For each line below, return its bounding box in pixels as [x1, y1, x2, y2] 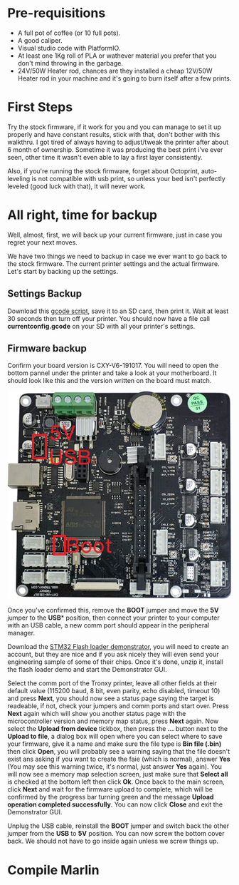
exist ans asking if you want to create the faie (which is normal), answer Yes [7, 754, 230, 764]
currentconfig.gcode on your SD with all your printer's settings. [7, 322, 196, 330]
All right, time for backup [7, 207, 158, 223]
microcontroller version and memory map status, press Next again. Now [7, 717, 219, 725]
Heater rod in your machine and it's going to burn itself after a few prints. [17, 73, 232, 83]
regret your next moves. [7, 237, 78, 247]
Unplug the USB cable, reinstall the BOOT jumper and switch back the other [7, 822, 230, 830]
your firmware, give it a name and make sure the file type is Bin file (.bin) [7, 740, 222, 748]
